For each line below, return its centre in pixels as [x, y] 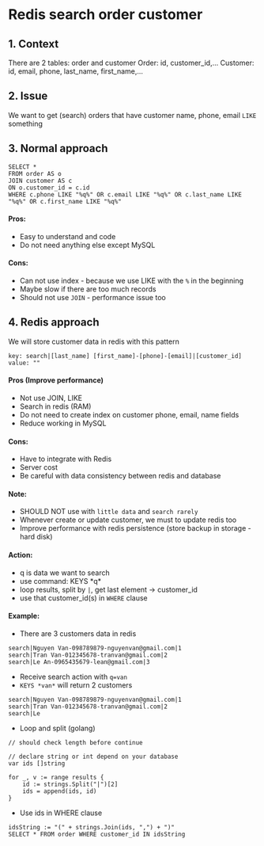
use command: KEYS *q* [60, 581]
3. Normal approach [58, 149]
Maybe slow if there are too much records [88, 289]
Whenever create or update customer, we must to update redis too [128, 520]
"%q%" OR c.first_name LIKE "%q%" [65, 201]
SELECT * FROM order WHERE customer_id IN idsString [97, 834]
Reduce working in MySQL [63, 423]
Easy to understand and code [68, 236]
